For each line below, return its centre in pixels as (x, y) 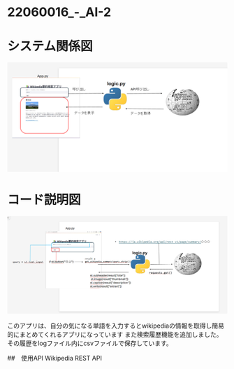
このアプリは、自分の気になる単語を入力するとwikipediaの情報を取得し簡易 (116, 326)
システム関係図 (50, 47)
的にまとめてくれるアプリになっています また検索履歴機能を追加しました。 (115, 335)
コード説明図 (44, 200)
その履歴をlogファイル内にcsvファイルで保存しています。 (90, 343)
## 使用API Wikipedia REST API (55, 358)
